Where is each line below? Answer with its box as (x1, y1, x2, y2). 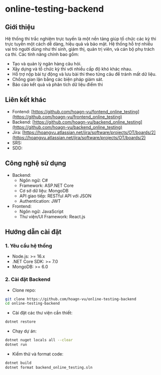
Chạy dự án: (12, 328, 37, 334)
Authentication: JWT (19, 198, 61, 204)
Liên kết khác (5, 96, 46, 104)
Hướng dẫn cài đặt (5, 228, 62, 236)
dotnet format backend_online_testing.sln (5, 365, 93, 370)
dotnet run (5, 342, 27, 347)
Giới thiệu (5, 23, 35, 31)
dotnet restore (5, 319, 36, 324)
